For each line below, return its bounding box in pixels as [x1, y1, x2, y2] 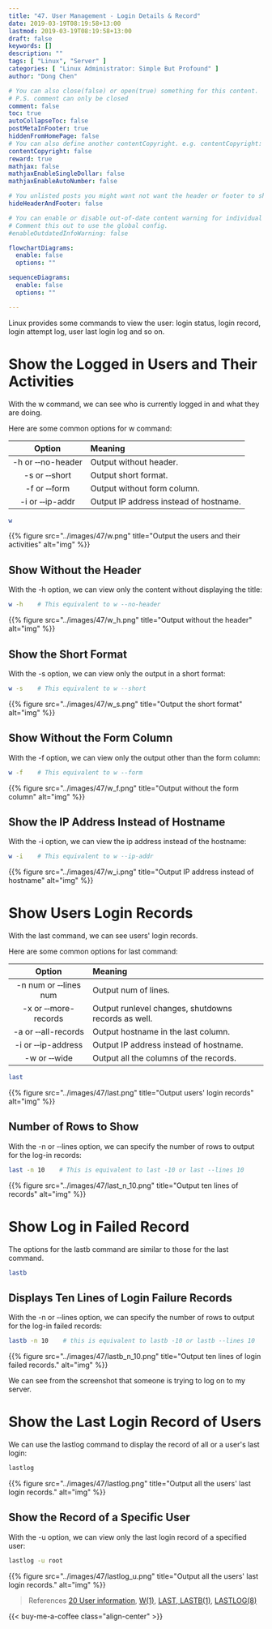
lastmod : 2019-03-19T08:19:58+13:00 [8, 27, 132, 35]
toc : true [8, 109, 42, 118]
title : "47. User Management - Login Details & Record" [8, 11, 201, 20]
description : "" [8, 49, 63, 58]
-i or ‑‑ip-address [14, 1040, 83, 1051]
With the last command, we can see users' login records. [8, 931, 198, 941]
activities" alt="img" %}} [8, 540, 91, 550]
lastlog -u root [8, 1556, 63, 1565]
